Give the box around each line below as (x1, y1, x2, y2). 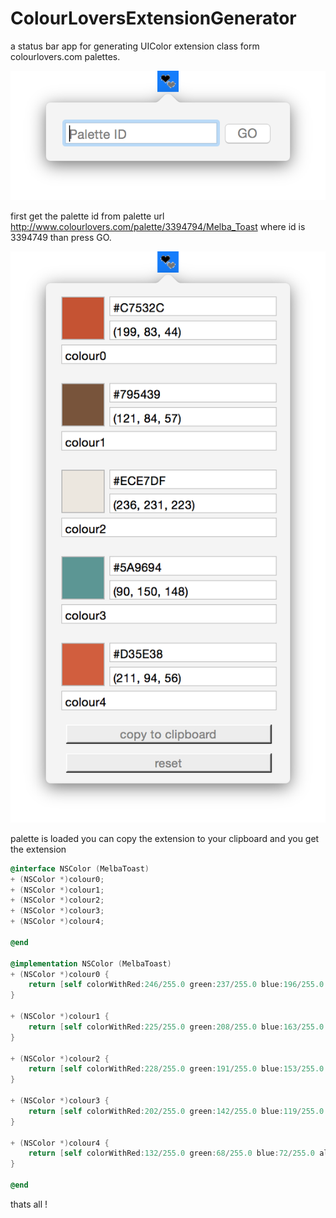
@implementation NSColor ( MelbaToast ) (10, 958, 172, 969)
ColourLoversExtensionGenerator (10, 7, 297, 30)
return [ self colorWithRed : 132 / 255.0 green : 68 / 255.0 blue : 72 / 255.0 (28, 1148, 315, 1159)
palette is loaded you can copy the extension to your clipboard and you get (10, 832, 320, 844)
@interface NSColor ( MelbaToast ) (10, 863, 150, 874)
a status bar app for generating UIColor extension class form (10, 40, 260, 52)
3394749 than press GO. (10, 232, 112, 244)
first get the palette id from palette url (10, 210, 165, 222)
